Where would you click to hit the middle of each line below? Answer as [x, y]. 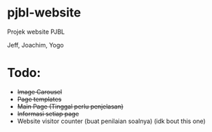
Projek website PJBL [36, 32]
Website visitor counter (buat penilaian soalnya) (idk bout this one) [111, 121]
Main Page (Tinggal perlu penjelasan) [70, 106]
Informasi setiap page [48, 113]
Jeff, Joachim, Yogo [35, 45]
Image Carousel [40, 91]
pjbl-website [44, 13]
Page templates [39, 99]
